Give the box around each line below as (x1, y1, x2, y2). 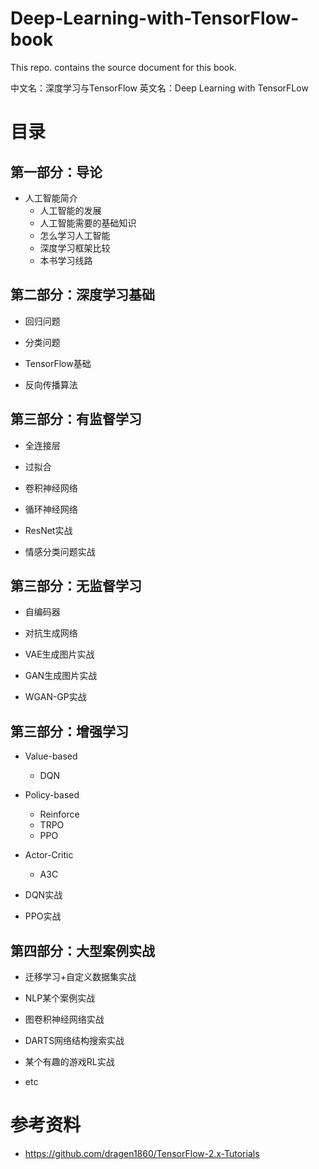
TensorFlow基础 (24, 357, 92, 369)
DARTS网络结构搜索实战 (24, 1035, 125, 1046)
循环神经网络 (24, 503, 78, 515)
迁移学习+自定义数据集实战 (24, 971, 137, 982)
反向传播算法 (24, 378, 78, 391)
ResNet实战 (24, 524, 73, 536)
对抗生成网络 (24, 627, 78, 639)
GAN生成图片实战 (24, 670, 98, 682)
